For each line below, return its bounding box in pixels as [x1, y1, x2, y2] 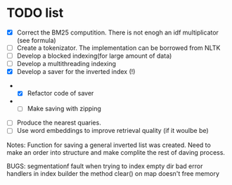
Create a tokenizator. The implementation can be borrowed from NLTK [16, 44, 221, 52]
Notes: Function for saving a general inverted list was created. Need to [6, 141, 212, 149]
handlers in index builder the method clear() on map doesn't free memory [6, 169, 219, 177]
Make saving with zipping [27, 104, 101, 113]
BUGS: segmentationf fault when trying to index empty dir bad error [6, 162, 203, 170]
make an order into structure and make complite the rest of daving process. [6, 148, 226, 156]
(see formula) [16, 37, 57, 44]
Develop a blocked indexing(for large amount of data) [16, 51, 172, 60]
